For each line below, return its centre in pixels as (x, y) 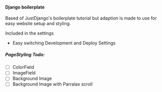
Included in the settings (29, 33)
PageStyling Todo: (25, 54)
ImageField (24, 73)
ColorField (23, 67)
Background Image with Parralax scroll (53, 84)
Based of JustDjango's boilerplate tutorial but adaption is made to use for (81, 18)
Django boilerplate (25, 7)
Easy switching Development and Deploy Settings (64, 43)
